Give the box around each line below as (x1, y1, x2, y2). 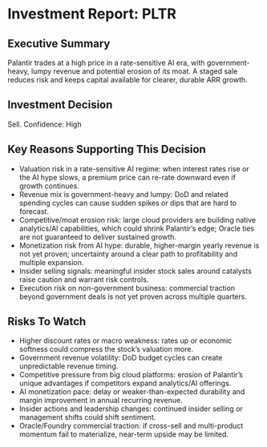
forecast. (18, 206, 50, 216)
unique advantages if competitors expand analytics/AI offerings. (18, 378, 232, 389)
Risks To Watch (7, 315, 87, 328)
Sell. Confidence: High (7, 119, 82, 129)
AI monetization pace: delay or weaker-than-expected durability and (18, 387, 245, 397)
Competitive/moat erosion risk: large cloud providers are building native (18, 215, 257, 224)
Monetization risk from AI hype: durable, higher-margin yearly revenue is (18, 240, 260, 250)
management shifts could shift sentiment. (18, 413, 156, 422)
